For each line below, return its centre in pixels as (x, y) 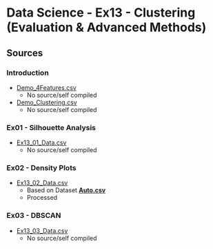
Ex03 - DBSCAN (34, 216)
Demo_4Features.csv (46, 87)
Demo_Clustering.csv (47, 102)
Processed (42, 198)
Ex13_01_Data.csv (41, 142)
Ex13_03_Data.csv (42, 230)
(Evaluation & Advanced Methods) (106, 27)
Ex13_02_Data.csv (42, 183)
